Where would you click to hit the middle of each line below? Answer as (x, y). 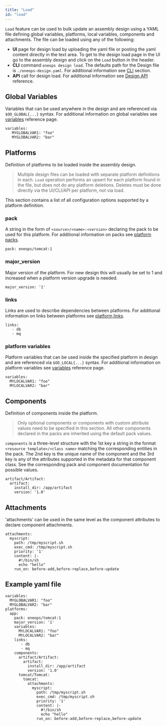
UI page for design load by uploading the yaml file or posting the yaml (84, 49)
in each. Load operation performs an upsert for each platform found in (89, 180)
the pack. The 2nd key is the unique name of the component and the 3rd (80, 454)
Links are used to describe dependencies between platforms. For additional (83, 310)
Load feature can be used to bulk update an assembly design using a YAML (82, 29)
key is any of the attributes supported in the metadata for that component (81, 459)
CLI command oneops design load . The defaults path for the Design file (86, 65)
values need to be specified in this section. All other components (84, 428)
